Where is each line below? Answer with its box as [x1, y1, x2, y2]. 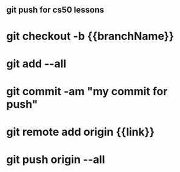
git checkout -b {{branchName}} [6, 29, 175, 43]
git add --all [6, 57, 67, 70]
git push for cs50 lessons [6, 5, 104, 15]
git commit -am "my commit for [6, 84, 168, 98]
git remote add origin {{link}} [6, 125, 155, 139]
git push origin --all [6, 153, 105, 167]
